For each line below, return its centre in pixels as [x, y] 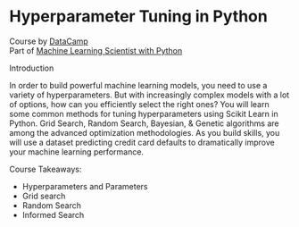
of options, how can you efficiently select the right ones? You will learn [139, 104]
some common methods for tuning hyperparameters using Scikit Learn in [144, 113]
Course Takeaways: [46, 169]
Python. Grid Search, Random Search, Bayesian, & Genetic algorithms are [144, 123]
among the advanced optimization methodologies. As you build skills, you [145, 132]
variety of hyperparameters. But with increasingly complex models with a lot [149, 95]
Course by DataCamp [49, 41]
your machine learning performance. [77, 151]
